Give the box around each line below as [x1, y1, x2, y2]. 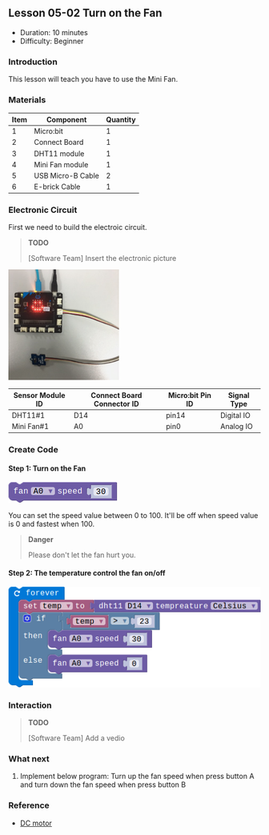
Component [46, 114, 87, 124]
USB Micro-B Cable [34, 171, 100, 181]
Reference [8, 800, 50, 811]
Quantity [106, 114, 136, 124]
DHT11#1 [11, 410, 46, 420]
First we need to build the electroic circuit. [8, 223, 147, 232]
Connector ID [93, 399, 139, 408]
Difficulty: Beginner [19, 36, 84, 46]
